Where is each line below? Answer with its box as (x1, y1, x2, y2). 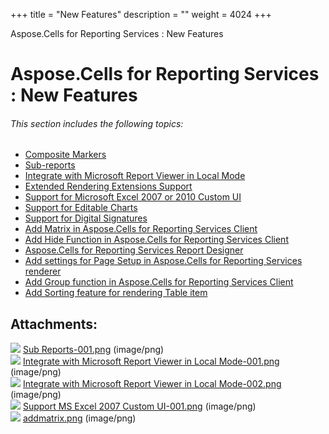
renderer (24, 265, 62, 278)
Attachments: (10, 315, 98, 333)
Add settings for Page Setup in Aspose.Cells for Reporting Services (24, 255, 303, 267)
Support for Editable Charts (24, 202, 138, 214)
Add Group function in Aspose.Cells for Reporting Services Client (24, 276, 294, 288)
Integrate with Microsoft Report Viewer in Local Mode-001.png (22, 355, 280, 368)
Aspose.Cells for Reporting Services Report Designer (24, 244, 244, 256)
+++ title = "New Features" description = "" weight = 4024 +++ (10, 9, 272, 20)
